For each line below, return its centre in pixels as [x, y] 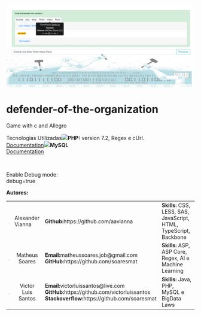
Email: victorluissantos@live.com [85, 285]
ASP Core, [174, 252]
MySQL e [173, 292]
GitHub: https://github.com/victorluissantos [98, 292]
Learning [172, 271]
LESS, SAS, [175, 212]
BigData [171, 298]
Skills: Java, [176, 279]
